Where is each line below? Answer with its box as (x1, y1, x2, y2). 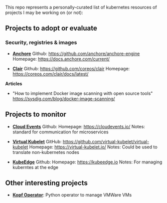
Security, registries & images (5, 39, 77, 46)
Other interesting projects (5, 178, 88, 187)
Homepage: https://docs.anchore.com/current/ (12, 56, 110, 62)
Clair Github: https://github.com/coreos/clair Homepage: (12, 65, 130, 72)
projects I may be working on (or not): (5, 10, 83, 16)
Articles (5, 80, 23, 87)
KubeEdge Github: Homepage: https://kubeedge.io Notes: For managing (12, 159, 162, 165)
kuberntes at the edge (12, 164, 59, 170)
